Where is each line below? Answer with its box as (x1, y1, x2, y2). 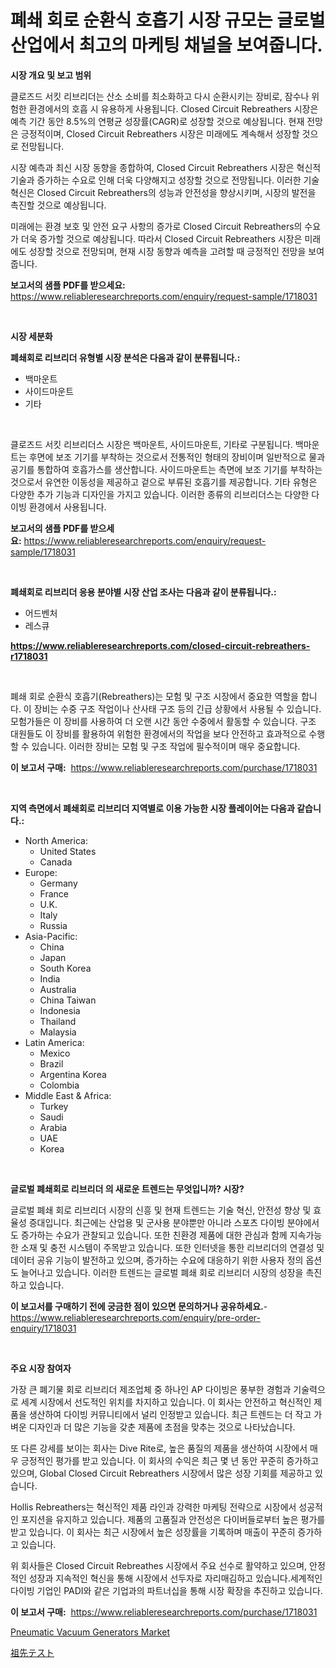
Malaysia (39, 1026, 77, 1038)
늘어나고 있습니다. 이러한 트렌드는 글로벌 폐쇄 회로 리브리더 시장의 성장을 (20, 1266, 304, 1278)
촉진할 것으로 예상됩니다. (10, 199, 107, 211)
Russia (39, 919, 68, 931)
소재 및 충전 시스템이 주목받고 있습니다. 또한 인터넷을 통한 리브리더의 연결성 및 (20, 1241, 325, 1253)
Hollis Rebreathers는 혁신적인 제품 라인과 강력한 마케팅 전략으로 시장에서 (10, 1501, 297, 1513)
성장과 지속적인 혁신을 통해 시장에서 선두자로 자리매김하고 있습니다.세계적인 (28, 1572, 323, 1584)
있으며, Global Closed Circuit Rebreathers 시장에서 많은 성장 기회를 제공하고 (10, 1467, 313, 1479)
